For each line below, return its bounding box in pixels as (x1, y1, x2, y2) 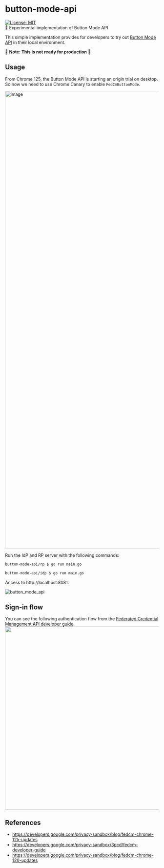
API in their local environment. (5, 39, 66, 45)
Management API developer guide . (5, 621, 75, 627)
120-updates (12, 857, 38, 863)
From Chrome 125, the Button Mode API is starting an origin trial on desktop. (5, 76, 158, 82)
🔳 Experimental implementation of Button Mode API (5, 24, 108, 30)
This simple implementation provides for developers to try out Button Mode (5, 34, 156, 40)
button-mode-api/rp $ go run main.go (5, 562, 82, 567)
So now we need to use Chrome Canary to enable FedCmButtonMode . (5, 81, 141, 87)
